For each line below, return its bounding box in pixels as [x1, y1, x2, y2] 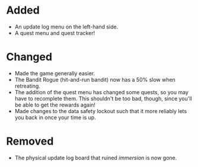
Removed [6, 134, 54, 148]
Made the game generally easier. [14, 69, 95, 77]
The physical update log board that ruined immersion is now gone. [14, 154, 177, 161]
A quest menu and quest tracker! [14, 29, 95, 36]
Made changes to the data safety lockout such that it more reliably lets [14, 107, 187, 114]
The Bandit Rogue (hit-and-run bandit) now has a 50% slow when [14, 76, 176, 83]
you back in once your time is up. [14, 114, 96, 121]
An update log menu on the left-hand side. [14, 23, 119, 30]
